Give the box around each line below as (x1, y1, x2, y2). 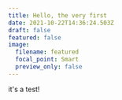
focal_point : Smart (15, 56, 79, 64)
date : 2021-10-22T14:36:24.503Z (8, 19, 114, 27)
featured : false (8, 33, 61, 42)
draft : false (8, 26, 51, 34)
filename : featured (15, 48, 79, 56)
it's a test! (8, 84, 40, 94)
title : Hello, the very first (8, 11, 108, 20)
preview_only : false (15, 63, 83, 71)
